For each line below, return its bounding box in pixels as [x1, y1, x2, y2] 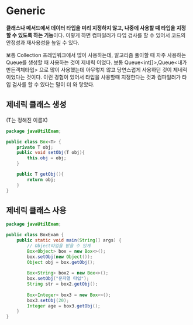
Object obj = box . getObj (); [27, 259, 95, 265]
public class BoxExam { [6, 232, 64, 238]
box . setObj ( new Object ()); [27, 254, 93, 260]
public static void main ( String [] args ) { [16, 237, 122, 243]
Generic [6, 4, 46, 18]
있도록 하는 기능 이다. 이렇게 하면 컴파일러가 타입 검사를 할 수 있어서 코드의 [18, 31, 186, 39]
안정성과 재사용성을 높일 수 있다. [6, 39, 80, 46]
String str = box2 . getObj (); [27, 281, 98, 287]
